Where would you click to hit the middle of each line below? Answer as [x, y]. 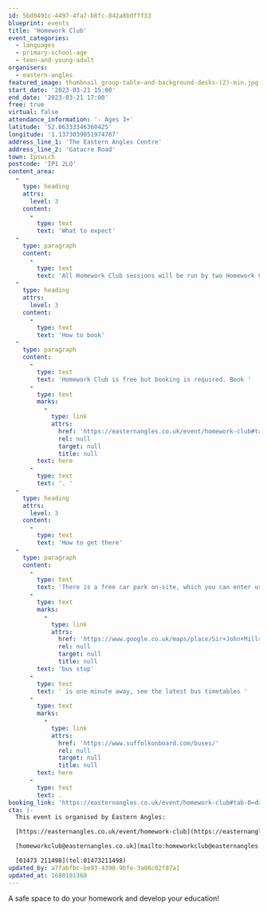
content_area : [32, 172]
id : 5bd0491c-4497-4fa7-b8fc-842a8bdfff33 [80, 16]
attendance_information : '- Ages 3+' [71, 120]
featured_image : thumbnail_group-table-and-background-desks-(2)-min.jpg [134, 82]
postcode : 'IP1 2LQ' [43, 164]
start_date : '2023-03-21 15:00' [62, 90]
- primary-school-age [51, 53]
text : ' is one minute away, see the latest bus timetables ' [142, 691]
